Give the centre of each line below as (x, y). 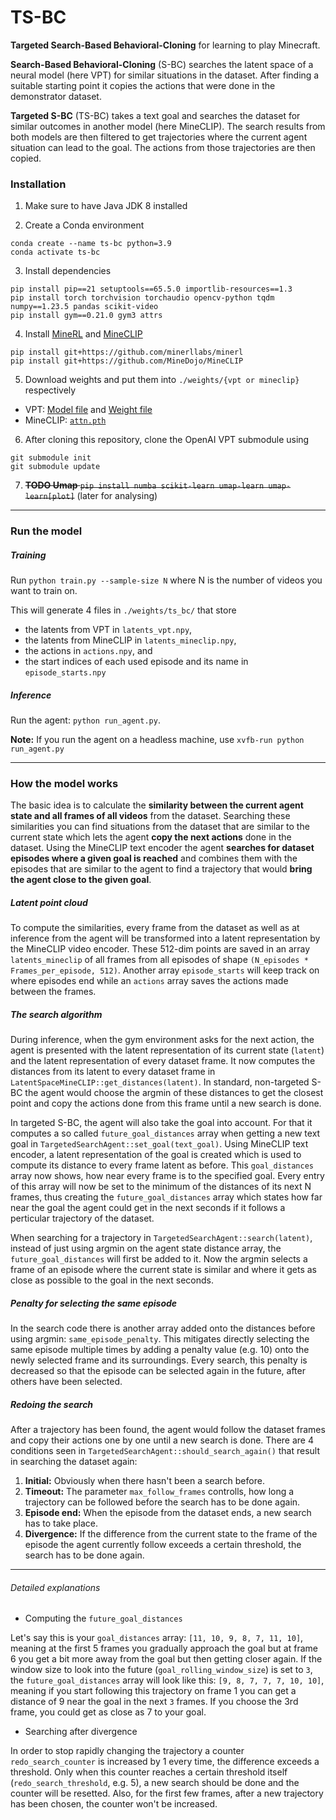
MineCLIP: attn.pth (65, 420)
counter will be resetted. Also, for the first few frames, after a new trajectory (167, 1793)
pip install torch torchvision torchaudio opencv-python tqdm (142, 298)
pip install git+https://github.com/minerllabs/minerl (127, 352)
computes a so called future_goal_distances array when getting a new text (165, 1133)
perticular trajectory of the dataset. (82, 1218)
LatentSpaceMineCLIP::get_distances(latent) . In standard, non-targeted (160, 1082)
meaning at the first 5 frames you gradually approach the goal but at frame (164, 1648)
